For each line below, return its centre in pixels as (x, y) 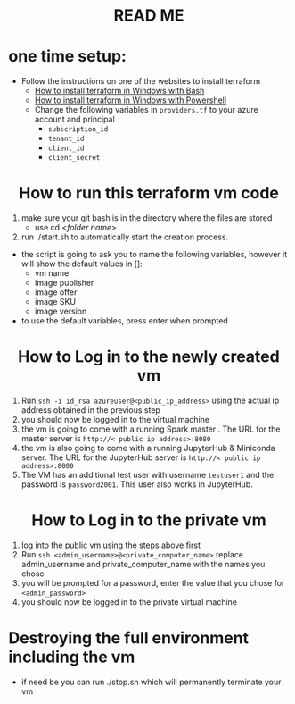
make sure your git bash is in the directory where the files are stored (147, 218)
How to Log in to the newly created (149, 357)
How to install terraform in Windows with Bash (119, 91)
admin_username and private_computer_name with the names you (143, 564)
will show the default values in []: (82, 264)
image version (61, 311)
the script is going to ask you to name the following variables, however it (154, 255)
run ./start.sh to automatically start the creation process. (125, 237)
